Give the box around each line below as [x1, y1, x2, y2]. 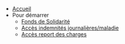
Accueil [12, 5, 32, 12]
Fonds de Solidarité [21, 18, 70, 25]
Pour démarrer [12, 11, 49, 19]
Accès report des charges [21, 31, 87, 38]
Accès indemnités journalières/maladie [21, 24, 119, 31]
